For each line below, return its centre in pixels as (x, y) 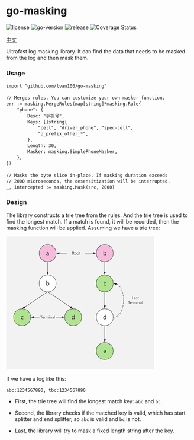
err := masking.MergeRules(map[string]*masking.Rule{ (74, 104)
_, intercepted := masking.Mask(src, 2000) (61, 187)
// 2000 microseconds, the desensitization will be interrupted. (88, 181)
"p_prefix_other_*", (63, 134)
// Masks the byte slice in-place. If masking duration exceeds (87, 176)
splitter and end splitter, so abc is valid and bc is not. (78, 419)
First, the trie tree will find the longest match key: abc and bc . (88, 401)
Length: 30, (42, 146)
